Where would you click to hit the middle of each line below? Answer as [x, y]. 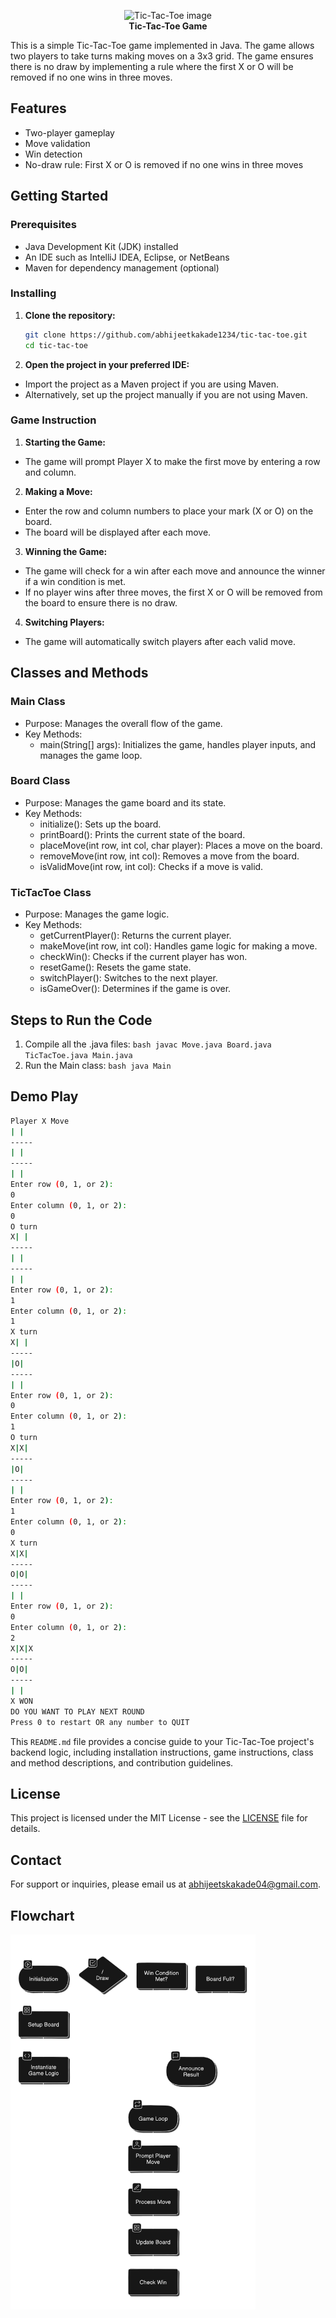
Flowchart [42, 1915]
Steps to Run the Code [81, 1020]
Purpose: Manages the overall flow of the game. [123, 723]
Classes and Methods [79, 673]
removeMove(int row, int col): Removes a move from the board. [169, 856]
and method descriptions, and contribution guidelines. [122, 1762]
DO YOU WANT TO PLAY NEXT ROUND [77, 1711]
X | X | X [21, 1648]
